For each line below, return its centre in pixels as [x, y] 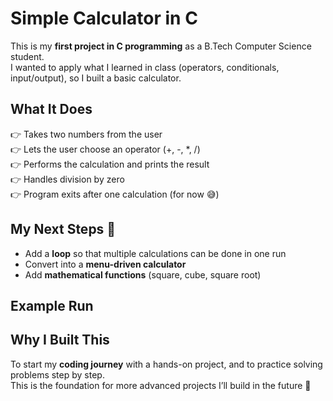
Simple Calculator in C [104, 18]
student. [27, 56]
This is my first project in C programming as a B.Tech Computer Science [161, 46]
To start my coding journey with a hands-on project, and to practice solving [166, 364]
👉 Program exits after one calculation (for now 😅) [115, 194]
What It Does [51, 109]
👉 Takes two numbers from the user [86, 134]
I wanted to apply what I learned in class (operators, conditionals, [145, 67]
